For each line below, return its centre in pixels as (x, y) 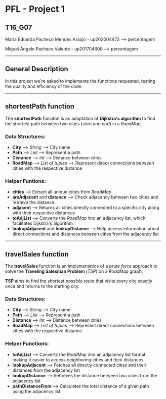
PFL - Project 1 (35, 9)
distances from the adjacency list (46, 370)
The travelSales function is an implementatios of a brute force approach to (81, 266)
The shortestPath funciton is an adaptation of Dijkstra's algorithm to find (80, 118)
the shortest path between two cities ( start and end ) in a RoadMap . (74, 124)
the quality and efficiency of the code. (44, 86)
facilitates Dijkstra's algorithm (42, 223)
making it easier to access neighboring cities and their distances (78, 359)
